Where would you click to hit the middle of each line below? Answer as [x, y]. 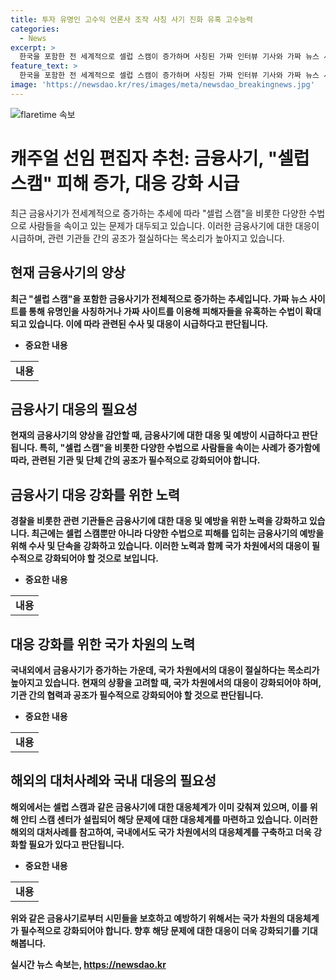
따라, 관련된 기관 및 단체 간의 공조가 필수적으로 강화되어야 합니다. [135, 460]
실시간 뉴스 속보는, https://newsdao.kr [88, 964]
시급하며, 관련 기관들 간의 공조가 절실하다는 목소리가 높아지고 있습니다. [147, 238]
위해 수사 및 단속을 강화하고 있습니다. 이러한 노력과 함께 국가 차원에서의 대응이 [160, 546]
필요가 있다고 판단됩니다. [76, 844]
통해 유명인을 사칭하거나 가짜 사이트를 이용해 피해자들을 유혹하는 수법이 [165, 311]
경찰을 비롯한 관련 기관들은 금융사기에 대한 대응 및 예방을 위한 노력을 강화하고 [159, 521]
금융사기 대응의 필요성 [74, 409]
